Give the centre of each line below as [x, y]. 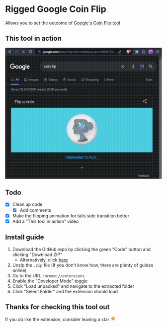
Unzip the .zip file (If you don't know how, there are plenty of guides [83, 265]
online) [19, 270]
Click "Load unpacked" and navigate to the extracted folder [73, 286]
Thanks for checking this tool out [57, 307]
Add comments [35, 210]
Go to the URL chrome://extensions [48, 275]
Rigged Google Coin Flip [56, 9]
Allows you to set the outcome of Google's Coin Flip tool [63, 23]
